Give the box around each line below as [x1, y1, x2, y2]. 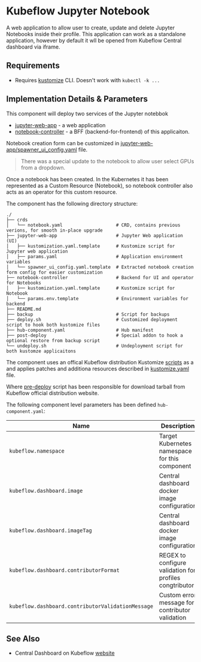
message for [159, 598, 194, 607]
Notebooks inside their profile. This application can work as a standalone [6, 30, 186, 37]
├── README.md [6, 306, 42, 312]
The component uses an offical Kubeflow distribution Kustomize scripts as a [6, 358, 194, 366]
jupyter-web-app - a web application [14, 121, 106, 128]
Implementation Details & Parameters [6, 94, 148, 104]
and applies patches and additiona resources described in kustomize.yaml [6, 365, 190, 372]
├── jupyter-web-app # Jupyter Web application [6, 232, 184, 238]
